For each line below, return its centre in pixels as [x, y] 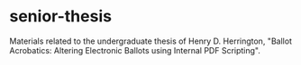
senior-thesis [61, 16]
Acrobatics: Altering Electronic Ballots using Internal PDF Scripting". [135, 50]
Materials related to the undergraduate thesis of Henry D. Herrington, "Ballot [151, 41]
